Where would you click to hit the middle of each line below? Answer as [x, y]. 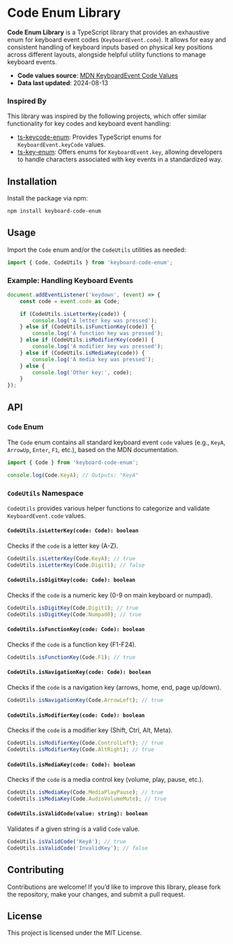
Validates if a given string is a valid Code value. [74, 829]
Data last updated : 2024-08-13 [62, 82]
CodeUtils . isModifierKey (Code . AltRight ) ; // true [81, 750]
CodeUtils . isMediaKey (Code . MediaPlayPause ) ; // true [85, 792]
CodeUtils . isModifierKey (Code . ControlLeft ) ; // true [85, 743]
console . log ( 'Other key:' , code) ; [82, 372]
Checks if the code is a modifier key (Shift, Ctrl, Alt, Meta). [90, 730]
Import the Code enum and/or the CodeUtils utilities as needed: [97, 249]
